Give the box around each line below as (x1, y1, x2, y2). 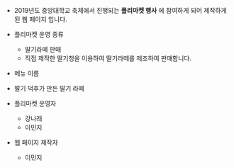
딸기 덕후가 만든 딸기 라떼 (13, 84, 85, 92)
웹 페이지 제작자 (13, 138, 58, 147)
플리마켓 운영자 (13, 99, 57, 108)
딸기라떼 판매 (24, 45, 62, 53)
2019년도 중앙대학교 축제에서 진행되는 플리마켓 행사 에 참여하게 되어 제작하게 (13, 6, 227, 14)
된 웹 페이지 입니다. (13, 15, 67, 23)
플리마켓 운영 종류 (13, 30, 64, 38)
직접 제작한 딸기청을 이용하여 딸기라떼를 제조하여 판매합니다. (24, 54, 192, 62)
